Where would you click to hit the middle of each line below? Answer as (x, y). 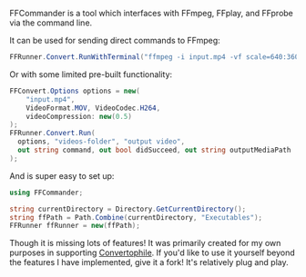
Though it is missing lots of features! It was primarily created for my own (145, 243)
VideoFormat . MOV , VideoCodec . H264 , (93, 108)
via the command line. (51, 23)
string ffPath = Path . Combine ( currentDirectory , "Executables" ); (136, 217)
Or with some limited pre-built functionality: (91, 74)
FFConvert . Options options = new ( (75, 91)
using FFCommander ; (46, 193)
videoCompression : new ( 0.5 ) (79, 116)
